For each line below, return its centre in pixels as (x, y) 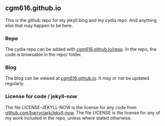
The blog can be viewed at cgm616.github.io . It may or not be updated (77, 78)
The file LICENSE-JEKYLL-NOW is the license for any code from (71, 107)
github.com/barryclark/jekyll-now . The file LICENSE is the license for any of (83, 113)
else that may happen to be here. (39, 25)
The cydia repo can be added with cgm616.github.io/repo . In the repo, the (81, 49)
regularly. (15, 84)
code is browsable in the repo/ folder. (44, 55)
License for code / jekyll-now (41, 97)
